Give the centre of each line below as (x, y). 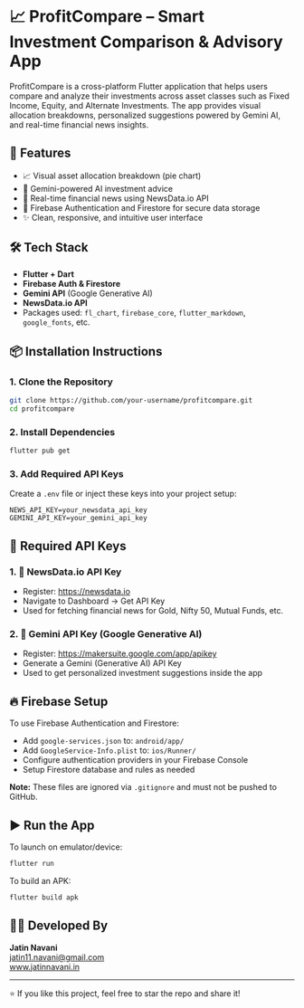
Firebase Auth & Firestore (71, 283)
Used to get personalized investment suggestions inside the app (142, 673)
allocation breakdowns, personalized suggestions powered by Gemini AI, (145, 115)
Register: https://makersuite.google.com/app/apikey (119, 654)
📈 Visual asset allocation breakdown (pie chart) (112, 176)
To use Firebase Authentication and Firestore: (94, 723)
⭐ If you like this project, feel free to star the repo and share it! (125, 993)
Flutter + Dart (48, 274)
